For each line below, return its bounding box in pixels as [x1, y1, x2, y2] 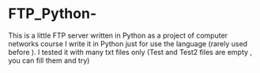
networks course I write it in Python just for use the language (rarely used [8, 38, 247, 48]
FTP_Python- [8, 5, 97, 23]
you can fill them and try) [8, 56, 90, 65]
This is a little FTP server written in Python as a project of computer [8, 31, 228, 40]
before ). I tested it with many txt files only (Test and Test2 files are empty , [8, 47, 253, 57]
